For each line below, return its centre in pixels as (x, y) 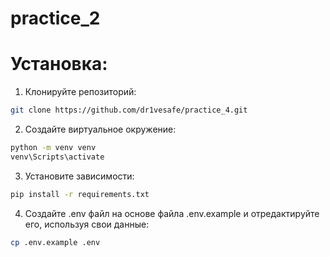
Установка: (59, 64)
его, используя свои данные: (87, 224)
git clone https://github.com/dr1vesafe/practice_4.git (129, 110)
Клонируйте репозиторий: (80, 92)
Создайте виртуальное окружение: (100, 129)
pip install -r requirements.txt (80, 194)
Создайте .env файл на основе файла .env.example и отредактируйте (172, 213)
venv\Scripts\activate (57, 157)
